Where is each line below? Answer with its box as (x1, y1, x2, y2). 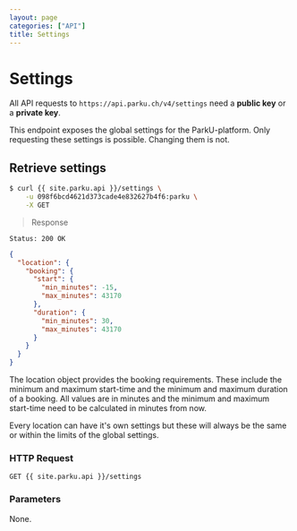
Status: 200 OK (9, 234, 66, 243)
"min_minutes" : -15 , (41, 283, 118, 292)
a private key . (9, 107, 61, 118)
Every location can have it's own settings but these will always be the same (9, 420, 287, 431)
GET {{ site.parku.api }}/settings (9, 472, 142, 482)
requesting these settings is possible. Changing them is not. (9, 134, 230, 145)
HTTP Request (9, 451, 74, 464)
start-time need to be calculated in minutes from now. (9, 403, 208, 413)
